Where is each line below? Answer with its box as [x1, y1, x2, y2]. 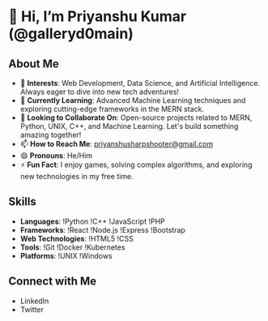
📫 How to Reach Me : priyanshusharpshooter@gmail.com [19, 139, 213, 148]
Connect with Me [8, 275, 97, 289]
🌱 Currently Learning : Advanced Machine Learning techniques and [19, 96, 246, 105]
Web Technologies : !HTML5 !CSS [19, 233, 134, 243]
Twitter [19, 304, 45, 315]
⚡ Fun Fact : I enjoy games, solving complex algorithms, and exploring [19, 160, 253, 169]
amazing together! [19, 130, 82, 139]
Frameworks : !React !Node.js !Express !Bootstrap [19, 225, 186, 234]
